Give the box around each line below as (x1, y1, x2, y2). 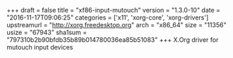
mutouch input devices (6, 43, 73, 51)
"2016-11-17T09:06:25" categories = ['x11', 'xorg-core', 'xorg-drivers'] (6, 13, 209, 22)
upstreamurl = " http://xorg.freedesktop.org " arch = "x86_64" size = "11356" (6, 21, 227, 29)
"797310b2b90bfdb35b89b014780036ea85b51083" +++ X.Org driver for (6, 36, 219, 44)
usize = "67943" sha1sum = (6, 28, 88, 36)
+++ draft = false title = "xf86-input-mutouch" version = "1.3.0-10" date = (6, 6, 220, 14)
